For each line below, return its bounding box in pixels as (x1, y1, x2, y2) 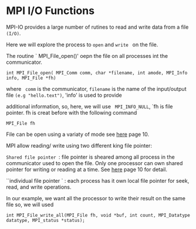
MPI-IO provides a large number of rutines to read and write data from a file (6, 23, 189, 30)
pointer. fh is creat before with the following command (6, 109, 137, 116)
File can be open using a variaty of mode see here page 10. (6, 131, 150, 138)
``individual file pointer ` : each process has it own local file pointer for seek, (6, 177, 190, 184)
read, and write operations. (6, 183, 72, 190)
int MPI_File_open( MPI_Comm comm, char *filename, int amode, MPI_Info (6, 70, 188, 76)
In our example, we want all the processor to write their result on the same (6, 194, 186, 201)
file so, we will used (6, 201, 54, 208)
